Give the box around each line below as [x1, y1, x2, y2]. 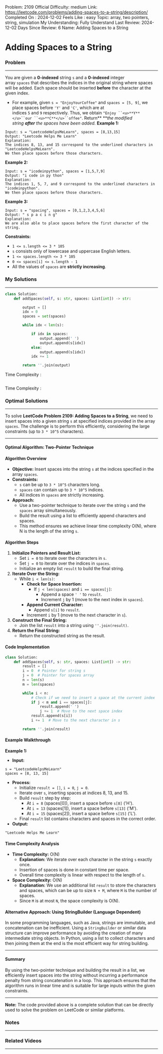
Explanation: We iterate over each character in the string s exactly [19, 857, 152, 862]
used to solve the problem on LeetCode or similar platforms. [5, 1007, 125, 1013]
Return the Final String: [12, 627, 60, 634]
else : [31, 345, 42, 350]
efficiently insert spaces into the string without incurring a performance [5, 972, 148, 978]
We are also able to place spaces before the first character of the [5, 221, 149, 226]
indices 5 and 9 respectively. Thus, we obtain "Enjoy [12, 110, 116, 116]
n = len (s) [22, 678, 45, 682]
